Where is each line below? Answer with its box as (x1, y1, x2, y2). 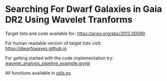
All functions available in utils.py (5, 70, 71, 76)
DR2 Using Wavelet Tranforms (5, 14, 133, 25)
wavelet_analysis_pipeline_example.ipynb (5, 60, 91, 66)
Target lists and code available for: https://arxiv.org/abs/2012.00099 (5, 30, 146, 36)
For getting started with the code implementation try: (5, 55, 114, 61)
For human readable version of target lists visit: (5, 40, 102, 46)
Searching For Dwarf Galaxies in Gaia (5, 3, 162, 15)
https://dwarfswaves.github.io (5, 45, 67, 51)
